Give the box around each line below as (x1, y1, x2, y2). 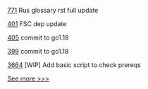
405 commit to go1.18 (7, 33, 69, 42)
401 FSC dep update (7, 20, 67, 28)
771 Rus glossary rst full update (7, 6, 99, 14)
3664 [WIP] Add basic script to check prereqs (7, 61, 141, 69)
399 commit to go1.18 (7, 47, 69, 55)
